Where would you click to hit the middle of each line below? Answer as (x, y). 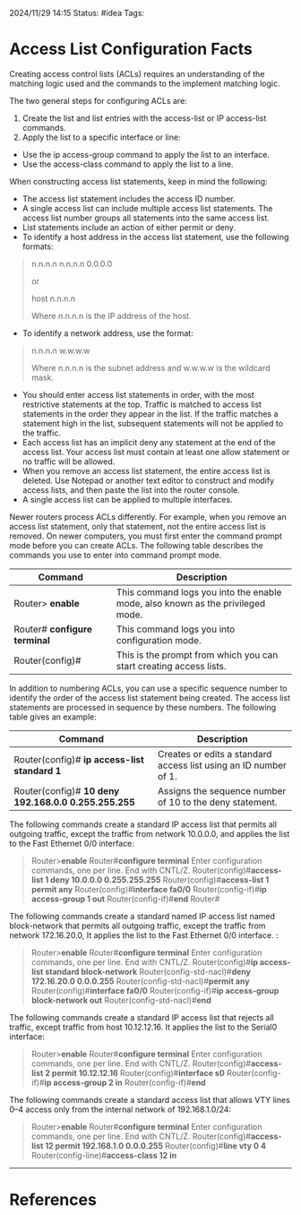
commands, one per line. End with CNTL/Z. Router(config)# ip (144, 961)
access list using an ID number (222, 765)
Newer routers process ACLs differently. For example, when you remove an (148, 517)
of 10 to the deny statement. (218, 802)
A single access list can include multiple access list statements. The (147, 208)
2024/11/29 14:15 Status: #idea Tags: (77, 13)
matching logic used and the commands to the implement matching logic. (145, 83)
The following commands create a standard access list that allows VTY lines (150, 1099)
